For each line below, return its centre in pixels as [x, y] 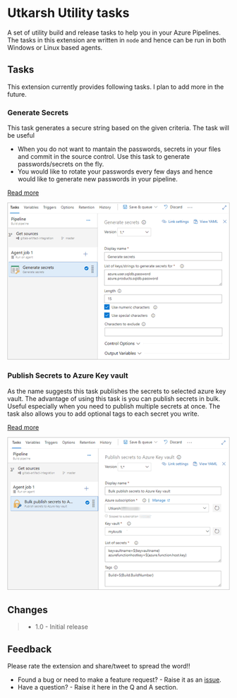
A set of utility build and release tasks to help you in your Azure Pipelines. [114, 32]
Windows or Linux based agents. [55, 47]
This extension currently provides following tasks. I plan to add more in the [116, 87]
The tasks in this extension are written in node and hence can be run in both [117, 40]
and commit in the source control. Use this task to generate [104, 157]
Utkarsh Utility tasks [68, 13]
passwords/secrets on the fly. [61, 164]
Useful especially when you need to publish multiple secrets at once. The [114, 406]
